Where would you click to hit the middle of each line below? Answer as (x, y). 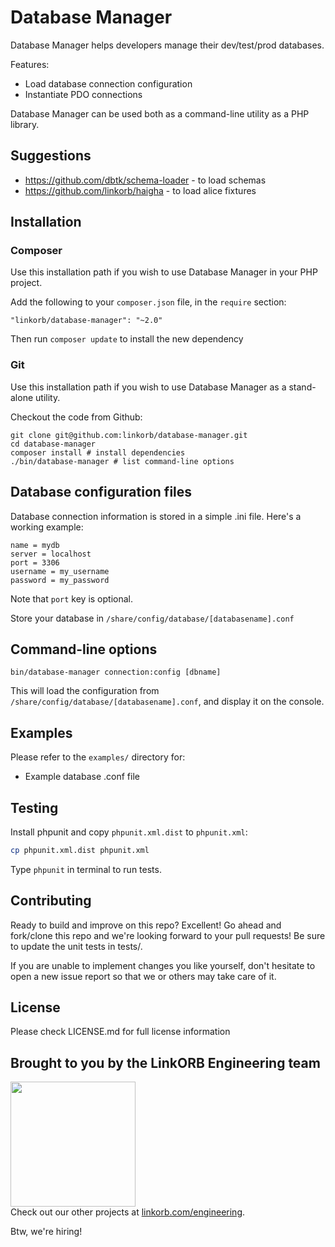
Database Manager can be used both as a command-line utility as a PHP (160, 113)
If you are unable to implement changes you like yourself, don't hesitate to (163, 965)
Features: (30, 64)
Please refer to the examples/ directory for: (98, 757)
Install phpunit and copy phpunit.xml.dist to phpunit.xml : (129, 832)
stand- (302, 387)
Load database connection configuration (108, 83)
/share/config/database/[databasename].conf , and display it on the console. (167, 702)
